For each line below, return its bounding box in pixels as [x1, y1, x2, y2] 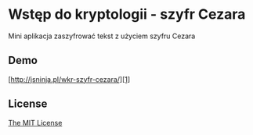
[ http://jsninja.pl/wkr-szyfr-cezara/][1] [8, 74, 131, 83]
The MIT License [8, 118, 63, 127]
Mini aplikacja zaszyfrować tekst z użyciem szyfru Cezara [8, 31, 196, 41]
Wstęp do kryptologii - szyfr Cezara [8, 5, 246, 23]
